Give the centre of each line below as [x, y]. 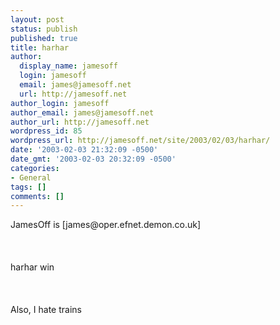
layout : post [37, 19]
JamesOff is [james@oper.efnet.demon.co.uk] [106, 225]
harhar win [32, 267]
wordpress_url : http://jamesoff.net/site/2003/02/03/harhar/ [140, 141]
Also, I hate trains [46, 310]
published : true [44, 38]
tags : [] [28, 187]
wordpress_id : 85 [46, 131]
